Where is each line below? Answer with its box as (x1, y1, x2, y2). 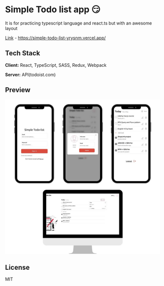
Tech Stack (5, 49, 40, 57)
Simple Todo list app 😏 (5, 4, 101, 15)
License (5, 263, 30, 271)
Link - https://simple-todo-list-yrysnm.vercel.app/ (5, 35, 106, 41)
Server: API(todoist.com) (5, 72, 56, 78)
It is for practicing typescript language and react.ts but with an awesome (5, 20, 152, 26)
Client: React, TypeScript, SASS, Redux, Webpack (5, 62, 107, 68)
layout (5, 25, 18, 31)
